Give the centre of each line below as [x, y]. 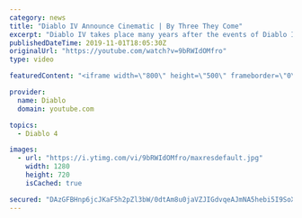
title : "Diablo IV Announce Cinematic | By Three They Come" [126, 26]
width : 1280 [48, 167]
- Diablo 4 [38, 133]
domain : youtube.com [56, 109]
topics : [24, 125]
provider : [28, 92]
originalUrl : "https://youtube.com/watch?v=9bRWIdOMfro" [118, 51]
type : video [31, 59]
